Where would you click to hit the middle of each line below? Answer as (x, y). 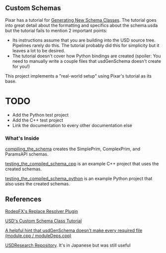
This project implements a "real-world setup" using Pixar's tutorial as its (79, 76)
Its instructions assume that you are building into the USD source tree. (84, 40)
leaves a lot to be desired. (39, 50)
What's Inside (22, 138)
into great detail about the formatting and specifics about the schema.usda (82, 25)
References (23, 199)
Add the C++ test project (38, 120)
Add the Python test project (40, 115)
